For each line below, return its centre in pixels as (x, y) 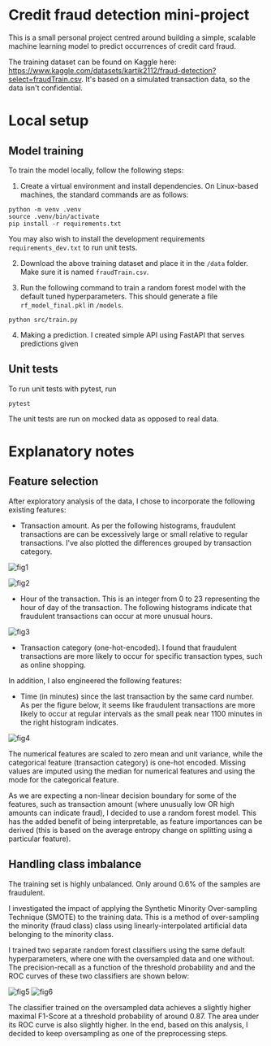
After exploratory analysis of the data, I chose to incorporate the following (132, 501)
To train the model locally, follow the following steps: (96, 170)
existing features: (37, 509)
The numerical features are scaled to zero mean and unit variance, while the (136, 753)
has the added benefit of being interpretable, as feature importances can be (135, 821)
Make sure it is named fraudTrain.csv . (84, 272)
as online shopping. (53, 665)
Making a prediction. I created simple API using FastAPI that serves (132, 334)
